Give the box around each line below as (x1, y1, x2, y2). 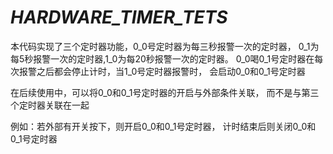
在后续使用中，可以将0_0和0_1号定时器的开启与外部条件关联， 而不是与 (10, 86, 302, 98)
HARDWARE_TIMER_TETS (10, 6, 228, 29)
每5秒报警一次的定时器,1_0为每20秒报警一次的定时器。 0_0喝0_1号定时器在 (10, 52, 315, 65)
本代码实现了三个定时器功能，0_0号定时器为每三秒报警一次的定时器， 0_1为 (10, 40, 320, 52)
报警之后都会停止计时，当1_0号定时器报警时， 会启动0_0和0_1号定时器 (18, 65, 306, 77)
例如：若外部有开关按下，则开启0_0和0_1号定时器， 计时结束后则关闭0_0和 (10, 120, 317, 132)
